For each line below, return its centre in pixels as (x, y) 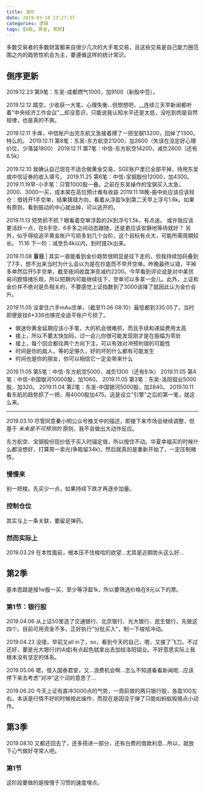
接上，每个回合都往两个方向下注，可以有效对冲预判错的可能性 (93, 344)
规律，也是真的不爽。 (33, 120)
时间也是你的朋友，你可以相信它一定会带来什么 (74, 359)
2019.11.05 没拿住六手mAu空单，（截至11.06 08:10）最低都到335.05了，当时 (100, 308)
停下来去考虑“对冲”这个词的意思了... (51, 678)
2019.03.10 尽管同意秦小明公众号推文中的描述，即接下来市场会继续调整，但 (101, 421)
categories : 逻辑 (27, 23)
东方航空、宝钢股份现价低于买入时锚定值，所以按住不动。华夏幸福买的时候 (100, 442)
